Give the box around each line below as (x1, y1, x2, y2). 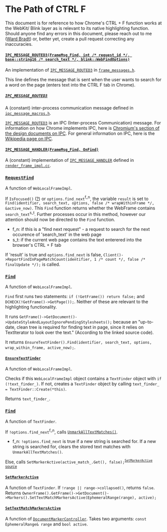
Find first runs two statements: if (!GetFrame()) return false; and (5, 294, 145, 300)
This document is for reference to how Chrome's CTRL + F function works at (5, 20, 162, 26)
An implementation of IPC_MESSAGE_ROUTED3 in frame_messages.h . (5, 67, 136, 73)
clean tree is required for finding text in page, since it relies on (16, 324, 144, 330)
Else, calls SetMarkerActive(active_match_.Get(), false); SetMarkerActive (5, 459, 153, 465)
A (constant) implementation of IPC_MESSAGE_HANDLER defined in (5, 157, 134, 163)
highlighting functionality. (5, 304, 57, 310)
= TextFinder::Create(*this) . (5, 386, 67, 392)
